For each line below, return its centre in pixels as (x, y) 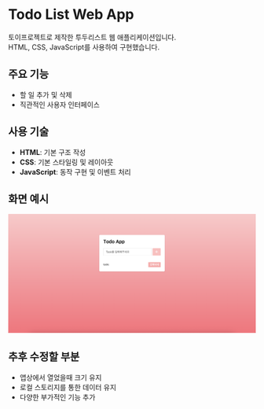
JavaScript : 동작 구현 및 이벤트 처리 (75, 171)
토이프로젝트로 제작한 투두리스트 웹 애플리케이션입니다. (92, 37)
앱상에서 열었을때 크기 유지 (60, 377)
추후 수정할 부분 (44, 357)
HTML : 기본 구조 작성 (53, 152)
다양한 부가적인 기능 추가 (57, 397)
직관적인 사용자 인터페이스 (60, 105)
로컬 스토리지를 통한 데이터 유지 (68, 387)
